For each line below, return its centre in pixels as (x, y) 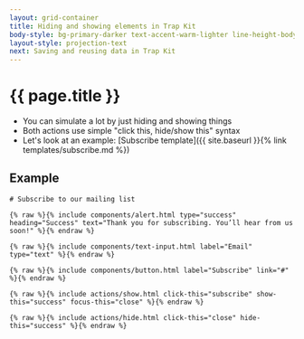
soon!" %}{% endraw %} (52, 231)
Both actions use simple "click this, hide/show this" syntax (131, 131)
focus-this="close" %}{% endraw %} (137, 302)
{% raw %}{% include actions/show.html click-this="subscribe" (131, 294)
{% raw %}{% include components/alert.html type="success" (123, 215)
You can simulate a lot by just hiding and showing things (127, 121)
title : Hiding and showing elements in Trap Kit (103, 26)
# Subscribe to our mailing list (72, 199)
